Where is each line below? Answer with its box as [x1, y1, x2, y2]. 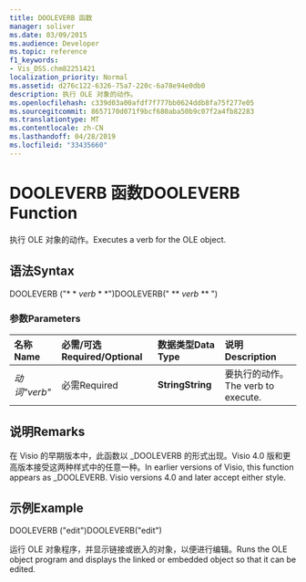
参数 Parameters [9, 312, 81, 325]
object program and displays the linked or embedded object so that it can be [9, 554, 297, 566]
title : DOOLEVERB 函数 [9, 13, 93, 23]
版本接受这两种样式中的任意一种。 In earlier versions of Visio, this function [16, 462, 294, 473]
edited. [9, 564, 36, 575]
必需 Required [61, 379, 118, 391]
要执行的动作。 [224, 367, 290, 379]
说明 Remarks [9, 424, 86, 440]
